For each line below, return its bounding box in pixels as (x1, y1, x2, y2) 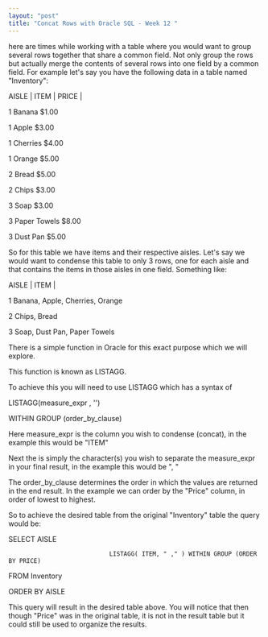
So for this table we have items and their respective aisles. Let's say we (8, 247, 245, 257)
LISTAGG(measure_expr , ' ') (8, 398, 101, 407)
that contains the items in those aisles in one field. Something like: (8, 264, 228, 274)
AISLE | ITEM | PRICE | (8, 91, 83, 101)
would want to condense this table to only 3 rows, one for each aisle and (8, 255, 249, 266)
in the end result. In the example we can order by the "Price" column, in (8, 486, 245, 495)
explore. (8, 351, 36, 361)
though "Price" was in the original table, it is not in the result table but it (8, 610, 245, 620)
